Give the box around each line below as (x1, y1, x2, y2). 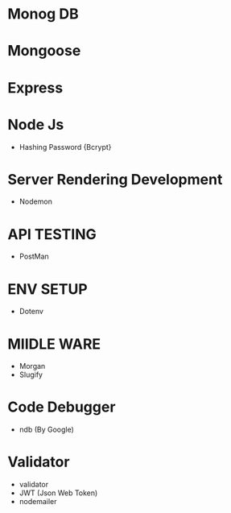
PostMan (19, 251, 49, 262)
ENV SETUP (7, 279, 88, 298)
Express (7, 78, 64, 97)
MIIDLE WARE (7, 335, 101, 353)
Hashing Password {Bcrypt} (19, 142, 112, 151)
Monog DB (7, 5, 79, 23)
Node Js (7, 115, 64, 134)
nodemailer (19, 497, 57, 507)
